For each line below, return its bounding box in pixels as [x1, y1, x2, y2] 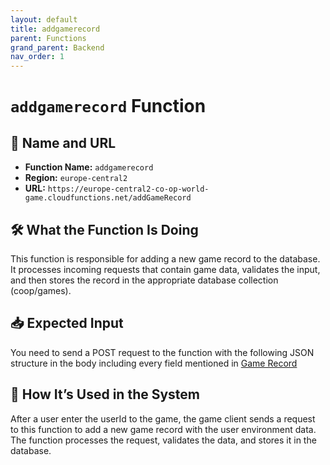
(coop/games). [10, 284, 72, 296]
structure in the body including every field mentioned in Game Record [10, 357, 298, 369]
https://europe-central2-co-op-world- [47, 184, 210, 195]
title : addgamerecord [10, 24, 101, 34]
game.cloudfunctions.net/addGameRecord [24, 193, 192, 203]
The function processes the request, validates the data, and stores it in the [10, 434, 317, 446]
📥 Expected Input [10, 315, 124, 332]
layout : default [10, 14, 78, 25]
